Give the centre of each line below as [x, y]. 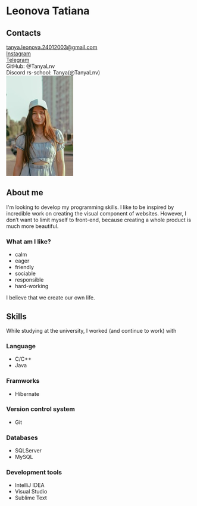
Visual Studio [31, 492]
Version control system [41, 409]
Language [21, 346]
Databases [22, 438]
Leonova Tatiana [48, 11]
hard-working [32, 286]
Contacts [24, 33]
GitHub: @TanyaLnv [31, 66]
